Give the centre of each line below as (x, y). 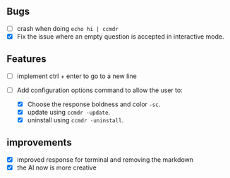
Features (26, 59)
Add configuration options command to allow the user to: (99, 90)
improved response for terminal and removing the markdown (105, 159)
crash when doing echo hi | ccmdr (68, 28)
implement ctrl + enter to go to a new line (77, 76)
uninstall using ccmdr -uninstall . (75, 120)
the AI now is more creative (56, 167)
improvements (39, 142)
